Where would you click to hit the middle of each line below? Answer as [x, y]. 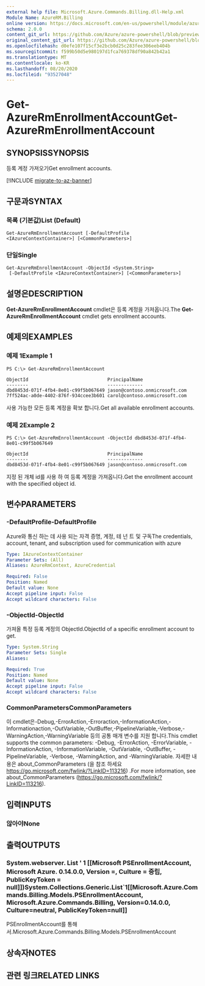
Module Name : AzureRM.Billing [45, 18]
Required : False [27, 577]
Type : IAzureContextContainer [45, 554]
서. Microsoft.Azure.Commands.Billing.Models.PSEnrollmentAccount [91, 932]
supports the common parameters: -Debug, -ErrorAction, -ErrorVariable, [97, 743]
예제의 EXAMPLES [40, 337]
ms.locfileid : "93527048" [39, 74]
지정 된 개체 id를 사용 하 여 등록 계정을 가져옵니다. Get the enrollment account [100, 477]
